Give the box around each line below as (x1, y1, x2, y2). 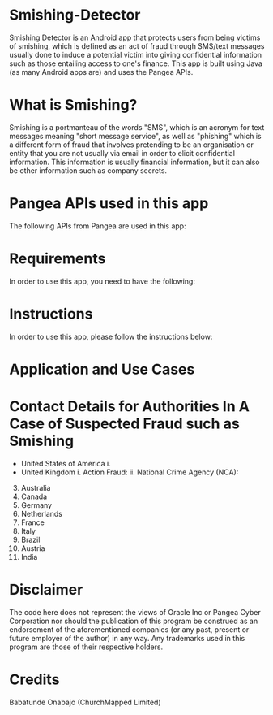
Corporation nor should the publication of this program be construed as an (9, 616, 258, 626)
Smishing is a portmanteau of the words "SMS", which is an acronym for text (9, 122, 265, 132)
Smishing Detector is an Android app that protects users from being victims (9, 32, 261, 42)
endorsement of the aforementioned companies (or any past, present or (9, 624, 250, 635)
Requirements (9, 249, 106, 267)
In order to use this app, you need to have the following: (9, 276, 195, 286)
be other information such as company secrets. (9, 165, 168, 175)
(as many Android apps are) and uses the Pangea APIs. (9, 67, 194, 76)
